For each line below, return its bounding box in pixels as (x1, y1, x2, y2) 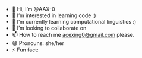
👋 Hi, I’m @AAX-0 (11, 6, 55, 12)
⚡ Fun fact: (11, 46, 39, 53)
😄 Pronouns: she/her (11, 40, 64, 47)
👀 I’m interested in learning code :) (11, 12, 96, 19)
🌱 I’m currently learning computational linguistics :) (11, 18, 137, 25)
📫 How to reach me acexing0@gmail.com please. (11, 31, 135, 38)
